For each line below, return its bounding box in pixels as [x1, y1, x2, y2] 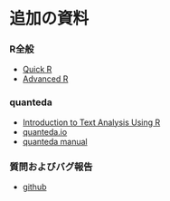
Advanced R [22, 73, 69, 84]
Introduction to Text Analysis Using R [22, 117, 161, 128]
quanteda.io [22, 126, 68, 137]
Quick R [22, 64, 52, 75]
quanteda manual [22, 136, 88, 147]
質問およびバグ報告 [9, 160, 93, 173]
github [22, 182, 47, 193]
